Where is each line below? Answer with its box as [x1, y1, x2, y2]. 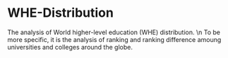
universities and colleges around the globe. [7, 43, 133, 51]
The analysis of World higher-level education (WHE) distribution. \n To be [7, 28, 221, 36]
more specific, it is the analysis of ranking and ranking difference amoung [7, 35, 222, 43]
